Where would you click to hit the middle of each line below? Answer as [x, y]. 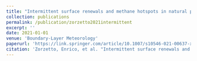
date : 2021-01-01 [27, 33]
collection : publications [38, 17]
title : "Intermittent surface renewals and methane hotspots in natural [97, 11]
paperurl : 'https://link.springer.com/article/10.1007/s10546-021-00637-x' [101, 44]
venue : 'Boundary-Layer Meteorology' [52, 38]
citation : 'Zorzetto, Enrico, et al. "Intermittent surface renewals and [98, 49]
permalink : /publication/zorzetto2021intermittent [69, 22]
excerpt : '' [21, 28]
